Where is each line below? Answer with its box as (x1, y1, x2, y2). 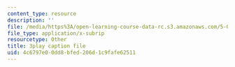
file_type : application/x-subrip (7, 29, 105, 37)
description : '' (7, 17, 55, 24)
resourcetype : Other (7, 36, 68, 43)
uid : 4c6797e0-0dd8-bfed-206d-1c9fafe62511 (7, 50, 136, 57)
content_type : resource (7, 10, 77, 17)
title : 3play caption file (7, 43, 86, 50)
